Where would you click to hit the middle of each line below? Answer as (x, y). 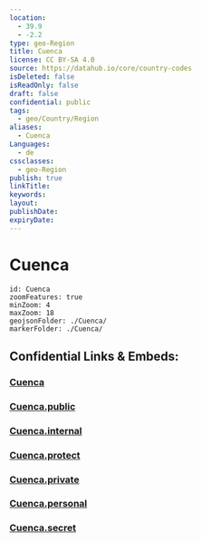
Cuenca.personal (48, 504)
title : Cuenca (36, 52)
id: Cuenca (30, 289)
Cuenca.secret (43, 528)
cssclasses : (32, 161)
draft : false (34, 93)
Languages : (30, 144)
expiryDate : (32, 220)
